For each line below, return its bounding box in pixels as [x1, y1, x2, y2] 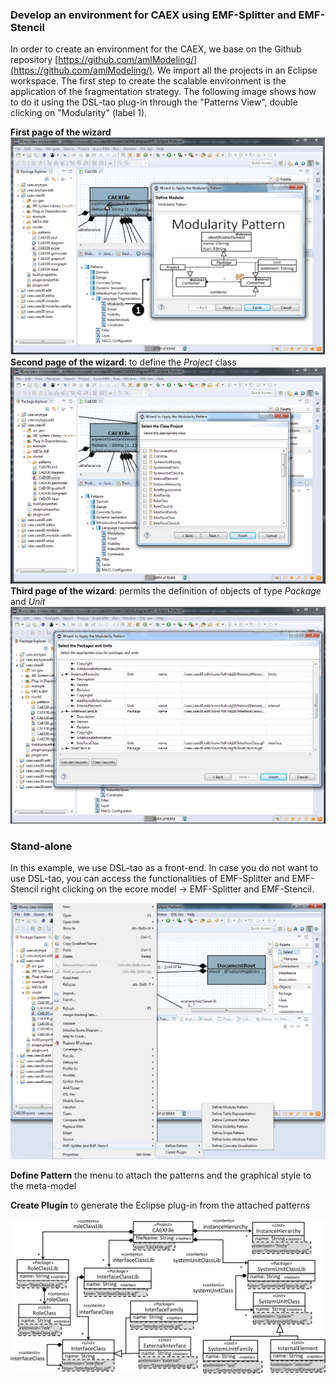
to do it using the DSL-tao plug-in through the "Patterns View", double [10, 96, 298, 108]
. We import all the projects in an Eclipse [152, 64, 318, 77]
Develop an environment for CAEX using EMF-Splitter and [10, 8, 297, 22]
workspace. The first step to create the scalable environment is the [10, 75, 287, 87]
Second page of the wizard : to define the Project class [10, 356, 237, 368]
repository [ [10, 54, 59, 66]
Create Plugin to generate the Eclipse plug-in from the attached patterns [10, 1199, 311, 1212]
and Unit [10, 596, 46, 608]
